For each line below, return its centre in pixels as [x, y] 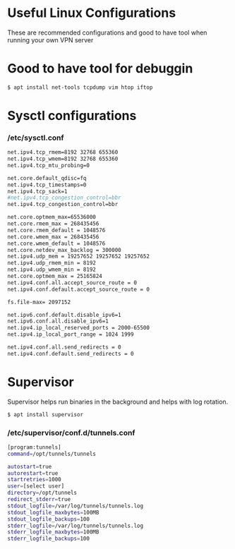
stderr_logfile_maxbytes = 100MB [53, 532]
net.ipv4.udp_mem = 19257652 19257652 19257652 [79, 257]
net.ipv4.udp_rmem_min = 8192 [52, 263]
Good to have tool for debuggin [100, 69]
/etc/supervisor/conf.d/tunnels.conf [71, 433]
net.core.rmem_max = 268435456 [53, 224]
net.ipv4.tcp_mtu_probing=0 [49, 165]
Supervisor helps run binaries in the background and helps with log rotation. [118, 402]
